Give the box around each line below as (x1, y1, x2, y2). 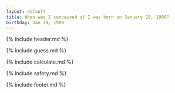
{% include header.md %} (6, 36, 69, 43)
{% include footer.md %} (6, 81, 66, 88)
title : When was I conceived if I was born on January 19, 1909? (6, 14, 169, 20)
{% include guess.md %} (6, 47, 66, 54)
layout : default (6, 8, 46, 15)
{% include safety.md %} (6, 70, 67, 77)
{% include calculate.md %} (6, 58, 74, 65)
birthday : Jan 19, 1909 (6, 19, 65, 25)
